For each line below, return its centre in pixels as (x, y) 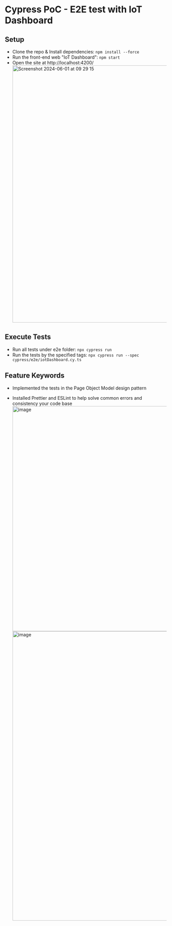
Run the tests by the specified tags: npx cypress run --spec (75, 355)
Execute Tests (28, 337)
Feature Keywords (35, 376)
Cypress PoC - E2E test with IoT (73, 10)
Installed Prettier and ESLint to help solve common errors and (77, 398)
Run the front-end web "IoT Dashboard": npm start (66, 57)
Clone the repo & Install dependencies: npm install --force (76, 52)
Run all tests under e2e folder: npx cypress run (62, 349)
